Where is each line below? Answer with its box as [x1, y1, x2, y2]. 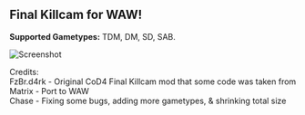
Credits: [9, 66, 39, 77]
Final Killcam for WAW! [9, 7, 143, 23]
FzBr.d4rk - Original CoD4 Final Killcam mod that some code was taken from [9, 76, 297, 87]
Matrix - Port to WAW [9, 85, 89, 96]
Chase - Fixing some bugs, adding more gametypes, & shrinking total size [9, 95, 287, 106]
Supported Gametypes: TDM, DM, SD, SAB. [9, 31, 176, 42]
